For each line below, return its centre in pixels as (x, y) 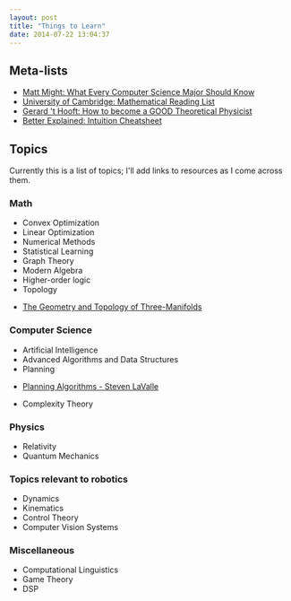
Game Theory (47, 579)
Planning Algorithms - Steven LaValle (90, 386)
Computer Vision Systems (70, 527)
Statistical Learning (58, 251)
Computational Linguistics (70, 570)
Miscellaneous (42, 551)
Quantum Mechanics (60, 456)
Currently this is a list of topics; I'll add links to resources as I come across (146, 170)
